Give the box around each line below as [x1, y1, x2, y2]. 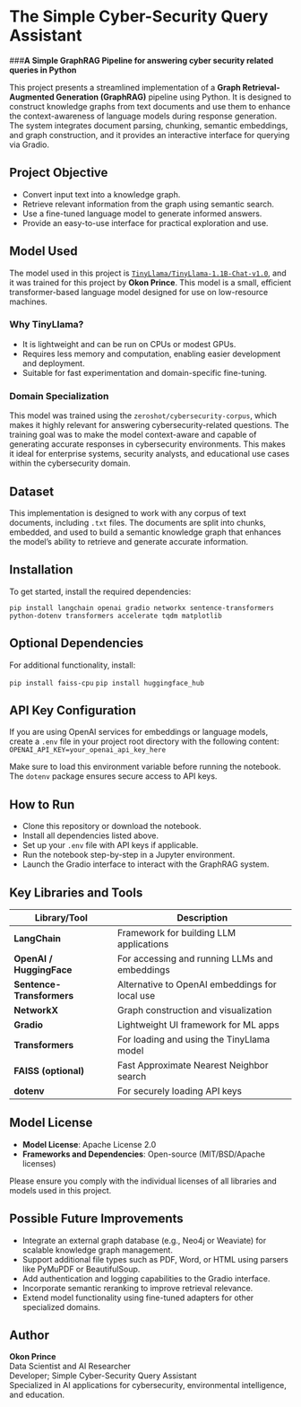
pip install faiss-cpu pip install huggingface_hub [9, 678, 204, 687]
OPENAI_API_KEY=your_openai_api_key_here [9, 746, 167, 755]
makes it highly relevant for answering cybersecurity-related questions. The [9, 420, 289, 431]
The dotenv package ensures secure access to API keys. [9, 771, 218, 782]
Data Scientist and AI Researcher [9, 1361, 132, 1372]
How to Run [9, 797, 75, 812]
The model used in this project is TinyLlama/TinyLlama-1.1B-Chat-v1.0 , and [9, 267, 287, 278]
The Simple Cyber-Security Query [9, 6, 269, 27]
